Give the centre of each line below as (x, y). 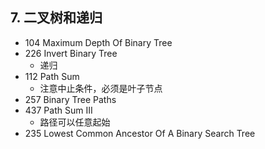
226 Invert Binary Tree (71, 53)
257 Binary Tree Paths (70, 99)
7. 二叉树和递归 (56, 18)
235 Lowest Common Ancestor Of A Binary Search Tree (140, 133)
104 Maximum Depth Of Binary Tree (98, 42)
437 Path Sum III (58, 110)
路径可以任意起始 (75, 122)
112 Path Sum (52, 76)
